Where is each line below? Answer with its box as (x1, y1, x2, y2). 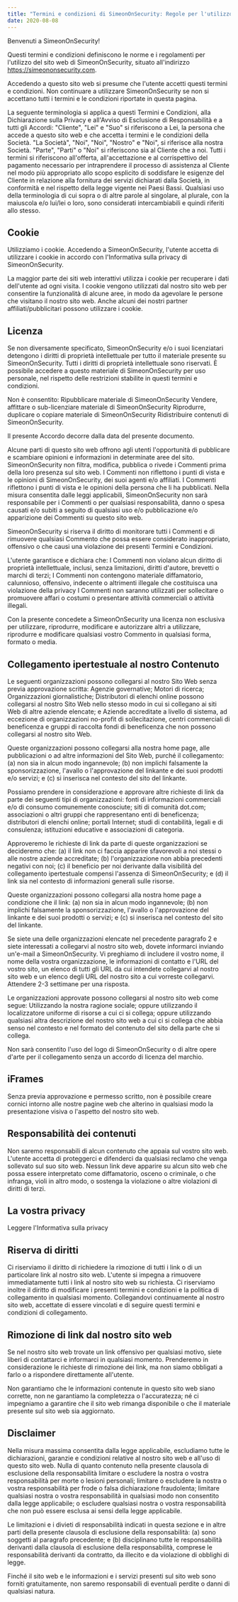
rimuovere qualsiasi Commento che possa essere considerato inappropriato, (7, 535, 230, 543)
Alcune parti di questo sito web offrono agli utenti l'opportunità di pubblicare (7, 445, 230, 454)
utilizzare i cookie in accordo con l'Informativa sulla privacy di (7, 253, 188, 261)
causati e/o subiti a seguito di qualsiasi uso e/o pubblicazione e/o (7, 506, 198, 515)
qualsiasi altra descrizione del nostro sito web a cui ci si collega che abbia (7, 1016, 223, 1025)
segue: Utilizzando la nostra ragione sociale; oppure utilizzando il (7, 1001, 198, 1009)
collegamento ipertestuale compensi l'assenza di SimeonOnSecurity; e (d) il (7, 869, 229, 878)
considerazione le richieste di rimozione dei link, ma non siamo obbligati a (7, 1363, 223, 1371)
